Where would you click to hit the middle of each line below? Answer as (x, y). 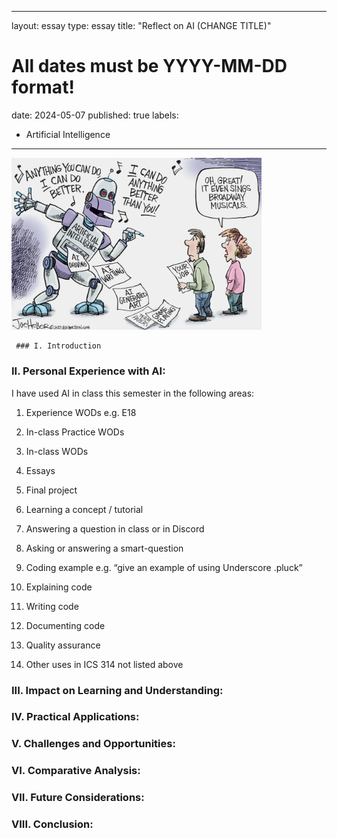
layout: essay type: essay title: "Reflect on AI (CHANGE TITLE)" (141, 25)
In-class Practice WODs (75, 432)
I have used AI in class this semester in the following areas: (133, 393)
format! (43, 87)
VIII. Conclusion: (52, 824)
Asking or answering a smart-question (104, 548)
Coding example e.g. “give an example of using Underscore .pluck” (164, 567)
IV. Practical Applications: (75, 717)
